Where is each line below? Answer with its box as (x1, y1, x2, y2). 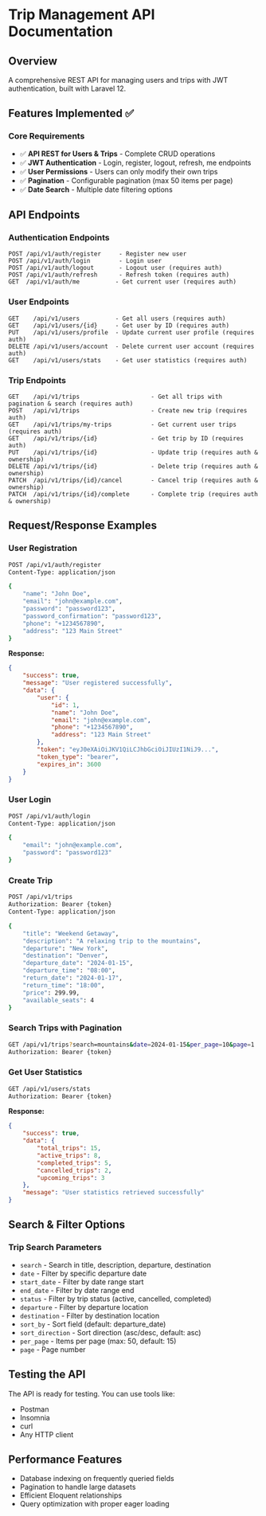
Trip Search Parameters (8, 1242, 102, 1253)
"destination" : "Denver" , (22, 951, 109, 960)
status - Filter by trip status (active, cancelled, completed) (19, 1294, 212, 1303)
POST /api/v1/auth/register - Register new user (8, 250, 187, 258)
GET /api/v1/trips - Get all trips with (8, 393, 223, 400)
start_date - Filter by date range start (19, 1276, 144, 1287)
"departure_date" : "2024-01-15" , (22, 959, 134, 967)
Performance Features (8, 1452, 123, 1466)
